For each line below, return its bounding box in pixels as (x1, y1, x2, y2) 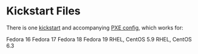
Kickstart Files (6, 4, 81, 18)
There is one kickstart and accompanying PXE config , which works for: (6, 24, 183, 31)
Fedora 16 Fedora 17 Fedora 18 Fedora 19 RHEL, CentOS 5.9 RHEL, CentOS (6, 35, 192, 43)
